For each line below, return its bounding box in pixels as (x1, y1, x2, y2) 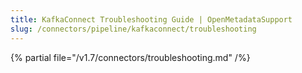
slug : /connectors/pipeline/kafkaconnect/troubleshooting (10, 24, 257, 34)
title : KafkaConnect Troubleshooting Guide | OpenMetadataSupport (10, 14, 293, 25)
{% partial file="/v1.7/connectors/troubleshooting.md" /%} (10, 51, 251, 63)
